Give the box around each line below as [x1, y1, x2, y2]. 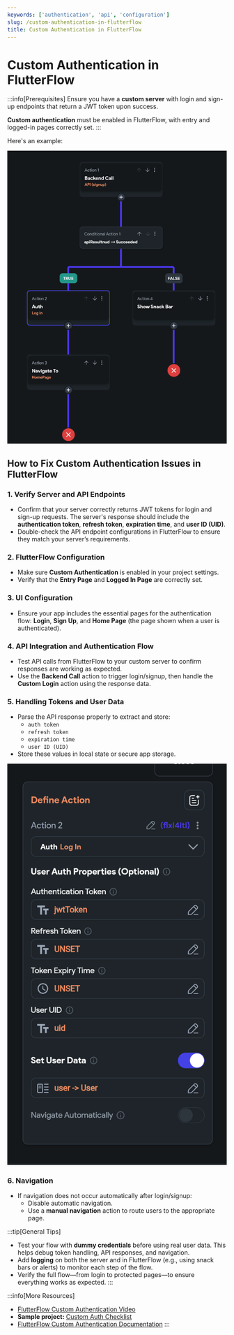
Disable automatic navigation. [27, 1199, 113, 1207]
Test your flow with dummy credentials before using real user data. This [17, 1241, 226, 1249]
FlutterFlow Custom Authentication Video [17, 1305, 136, 1313]
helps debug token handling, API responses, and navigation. [17, 1248, 190, 1257]
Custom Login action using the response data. [17, 680, 151, 688]
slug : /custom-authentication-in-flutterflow [7, 18, 141, 26]
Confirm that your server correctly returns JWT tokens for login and [17, 505, 212, 513]
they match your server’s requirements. [17, 535, 131, 544]
